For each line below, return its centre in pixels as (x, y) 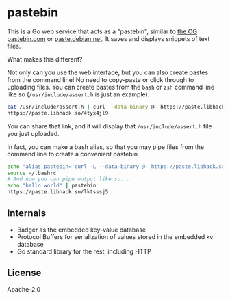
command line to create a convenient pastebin (73, 154)
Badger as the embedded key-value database (81, 230)
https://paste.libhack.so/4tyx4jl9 (58, 113)
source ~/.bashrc (32, 173)
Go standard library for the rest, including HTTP (84, 251)
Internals (27, 213)
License (24, 273)
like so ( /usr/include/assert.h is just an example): (78, 94)
